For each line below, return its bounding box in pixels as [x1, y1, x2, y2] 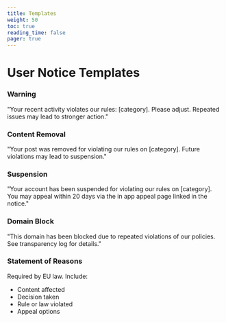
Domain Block [7, 216, 55, 226]
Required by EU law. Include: [7, 272, 88, 280]
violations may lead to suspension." [7, 152, 108, 160]
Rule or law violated [16, 299, 73, 308]
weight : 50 [7, 16, 38, 23]
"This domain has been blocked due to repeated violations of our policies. [7, 232, 216, 240]
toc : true [7, 23, 36, 29]
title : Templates [7, 10, 57, 17]
